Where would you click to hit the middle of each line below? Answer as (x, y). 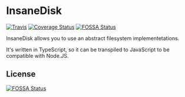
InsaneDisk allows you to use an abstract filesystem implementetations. (93, 38)
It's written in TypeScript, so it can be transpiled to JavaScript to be (88, 49)
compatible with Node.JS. (37, 56)
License (21, 74)
